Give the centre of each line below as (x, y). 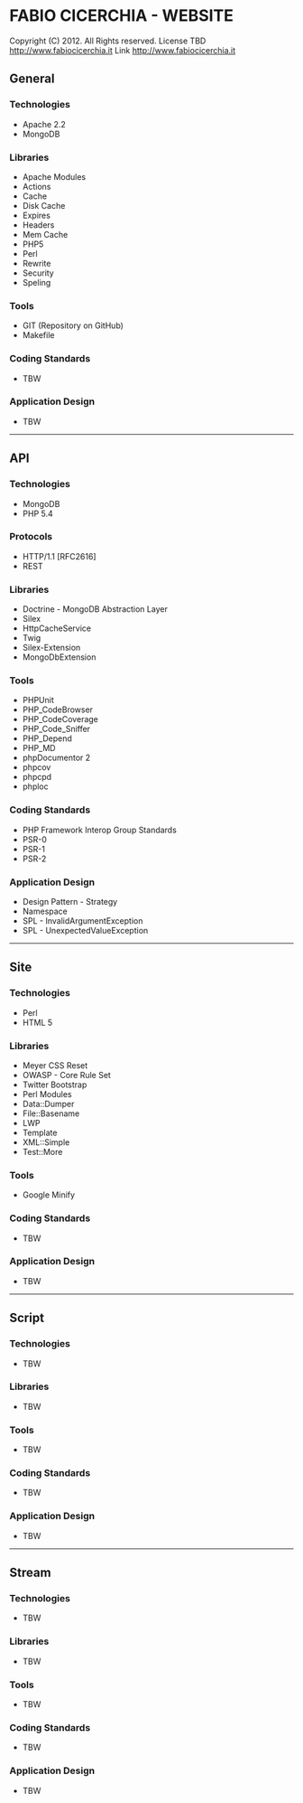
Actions (37, 186)
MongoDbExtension (59, 657)
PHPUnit (38, 700)
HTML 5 (37, 1022)
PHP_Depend (47, 738)
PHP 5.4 (38, 513)
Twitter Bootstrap (55, 1085)
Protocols (31, 537)
